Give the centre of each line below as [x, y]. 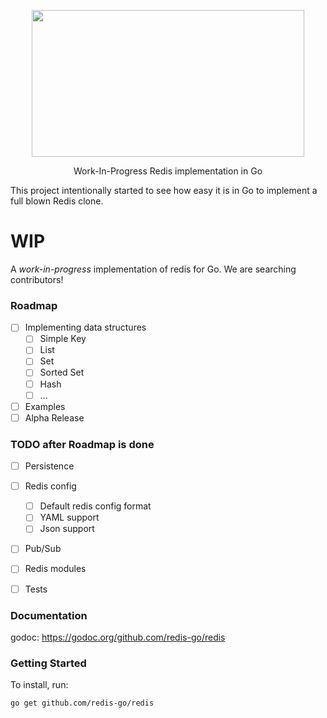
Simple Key [63, 339]
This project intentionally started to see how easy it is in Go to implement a [164, 190]
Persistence [49, 466]
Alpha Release [54, 417]
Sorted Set [62, 372]
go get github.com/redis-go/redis [82, 703]
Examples [45, 406]
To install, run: [39, 685]
